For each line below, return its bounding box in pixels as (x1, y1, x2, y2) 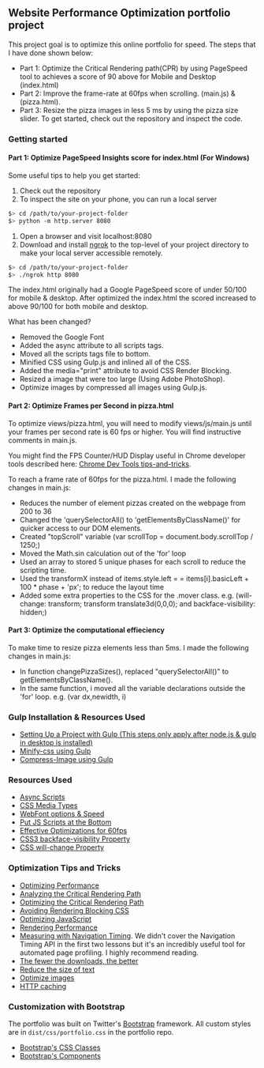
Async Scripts (19, 792, 65, 802)
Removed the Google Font (19, 332, 105, 342)
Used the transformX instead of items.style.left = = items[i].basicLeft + (19, 573, 250, 583)
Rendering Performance (19, 923, 99, 932)
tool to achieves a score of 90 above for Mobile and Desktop (19, 71, 217, 81)
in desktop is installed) (19, 738, 93, 748)
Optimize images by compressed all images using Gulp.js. (19, 383, 207, 392)
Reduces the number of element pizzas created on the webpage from (19, 498, 246, 508)
